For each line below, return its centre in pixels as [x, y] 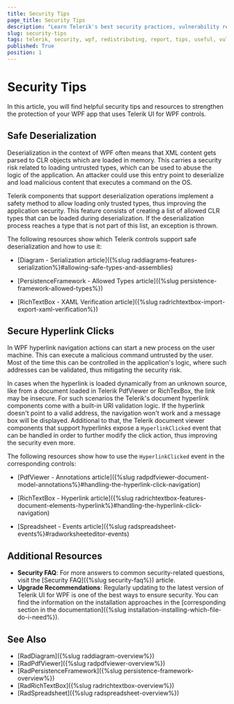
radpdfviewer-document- [173, 477]
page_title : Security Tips [46, 20]
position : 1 [24, 53]
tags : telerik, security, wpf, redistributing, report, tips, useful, [112, 40]
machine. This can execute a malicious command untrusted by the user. [110, 355]
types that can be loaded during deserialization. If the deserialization [106, 218]
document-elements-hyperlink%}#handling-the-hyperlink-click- [109, 506]
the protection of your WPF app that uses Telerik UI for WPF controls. [107, 114]
